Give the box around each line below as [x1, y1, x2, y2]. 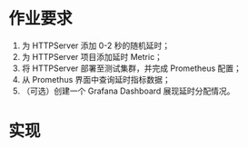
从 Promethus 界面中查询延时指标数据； [21, 74, 171, 84]
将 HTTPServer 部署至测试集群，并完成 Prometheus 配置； [21, 63, 243, 74]
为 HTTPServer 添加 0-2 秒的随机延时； [21, 40, 170, 51]
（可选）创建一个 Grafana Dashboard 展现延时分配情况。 [21, 85, 235, 96]
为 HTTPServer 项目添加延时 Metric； [21, 51, 163, 62]
